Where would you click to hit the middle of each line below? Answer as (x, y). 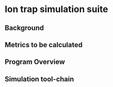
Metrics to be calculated (44, 45)
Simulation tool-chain (39, 79)
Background (24, 28)
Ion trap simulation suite (56, 9)
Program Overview (35, 62)
